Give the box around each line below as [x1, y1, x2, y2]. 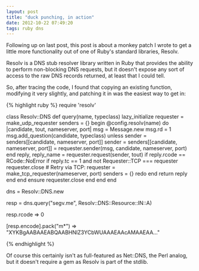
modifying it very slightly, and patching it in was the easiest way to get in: [6, 90, 186, 97]
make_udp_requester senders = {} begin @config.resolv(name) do [6, 120, 169, 127]
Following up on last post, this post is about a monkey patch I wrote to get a [6, 42, 192, 49]
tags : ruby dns [6, 25, 44, 32]
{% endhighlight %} [6, 241, 55, 248]
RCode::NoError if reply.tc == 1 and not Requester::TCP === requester [6, 157, 179, 164]
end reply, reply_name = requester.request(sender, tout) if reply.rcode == [6, 151, 186, 158]
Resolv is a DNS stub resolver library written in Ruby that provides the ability [6, 60, 194, 67]
